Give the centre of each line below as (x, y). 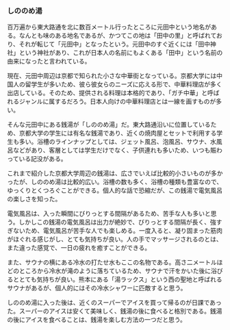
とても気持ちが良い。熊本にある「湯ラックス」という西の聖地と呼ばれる (120, 279)
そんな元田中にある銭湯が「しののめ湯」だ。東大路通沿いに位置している (109, 125)
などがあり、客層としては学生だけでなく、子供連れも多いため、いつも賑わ (117, 150)
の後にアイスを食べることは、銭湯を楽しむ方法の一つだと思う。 (97, 320)
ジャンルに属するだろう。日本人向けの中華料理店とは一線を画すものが (117, 101)
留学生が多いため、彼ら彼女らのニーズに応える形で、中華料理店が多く (124, 84)
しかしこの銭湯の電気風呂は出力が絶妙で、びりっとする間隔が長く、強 (118, 222)
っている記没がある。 (37, 159)
